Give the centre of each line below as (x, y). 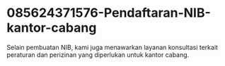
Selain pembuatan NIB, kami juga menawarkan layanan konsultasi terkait (112, 47)
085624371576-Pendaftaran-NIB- (109, 13)
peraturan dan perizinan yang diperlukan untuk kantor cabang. (98, 55)
